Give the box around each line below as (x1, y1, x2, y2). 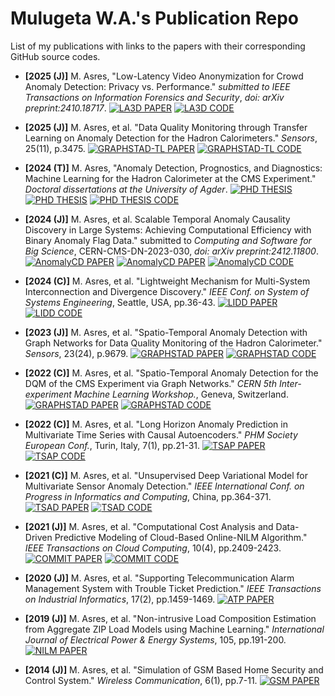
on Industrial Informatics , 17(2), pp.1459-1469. (24, 593, 216, 605)
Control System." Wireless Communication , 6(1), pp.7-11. (24, 674, 258, 686)
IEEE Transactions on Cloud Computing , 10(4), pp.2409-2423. (24, 542, 282, 554)
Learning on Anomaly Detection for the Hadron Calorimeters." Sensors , (24, 132, 318, 144)
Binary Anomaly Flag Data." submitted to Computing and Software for (24, 234, 312, 246)
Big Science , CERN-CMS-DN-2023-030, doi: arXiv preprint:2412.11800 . (24, 245, 319, 257)
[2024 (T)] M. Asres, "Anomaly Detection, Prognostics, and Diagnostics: (24, 162, 323, 174)
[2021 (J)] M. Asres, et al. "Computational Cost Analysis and (24, 520, 274, 532)
